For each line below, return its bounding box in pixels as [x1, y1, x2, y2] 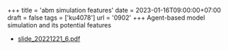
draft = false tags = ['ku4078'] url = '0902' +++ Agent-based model [7, 13, 205, 22]
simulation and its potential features [7, 21, 112, 29]
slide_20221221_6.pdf [17, 35, 81, 43]
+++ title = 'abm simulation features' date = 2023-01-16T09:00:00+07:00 [7, 6, 222, 14]
